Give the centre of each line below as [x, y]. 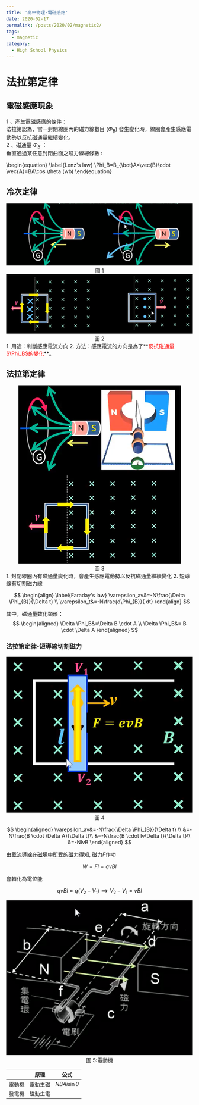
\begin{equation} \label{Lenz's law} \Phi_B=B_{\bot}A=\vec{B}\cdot [88, 165]
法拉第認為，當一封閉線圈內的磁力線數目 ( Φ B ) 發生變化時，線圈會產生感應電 [99, 129]
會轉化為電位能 [24, 879]
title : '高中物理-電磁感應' [37, 12]
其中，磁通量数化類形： [35, 614]
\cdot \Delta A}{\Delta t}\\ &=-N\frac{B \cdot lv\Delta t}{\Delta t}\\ [111, 836]
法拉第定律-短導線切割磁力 [44, 647]
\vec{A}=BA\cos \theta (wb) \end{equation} [59, 171]
